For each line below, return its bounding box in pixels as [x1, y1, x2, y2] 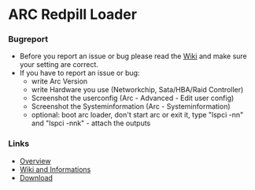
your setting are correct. [19, 60, 98, 69]
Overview [19, 156, 51, 166]
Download [19, 173, 54, 182]
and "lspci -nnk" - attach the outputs [31, 118, 151, 128]
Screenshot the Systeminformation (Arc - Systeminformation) [31, 102, 231, 111]
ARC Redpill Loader [8, 6, 138, 24]
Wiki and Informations [19, 164, 91, 174]
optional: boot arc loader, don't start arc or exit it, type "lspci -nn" [31, 110, 244, 120]
